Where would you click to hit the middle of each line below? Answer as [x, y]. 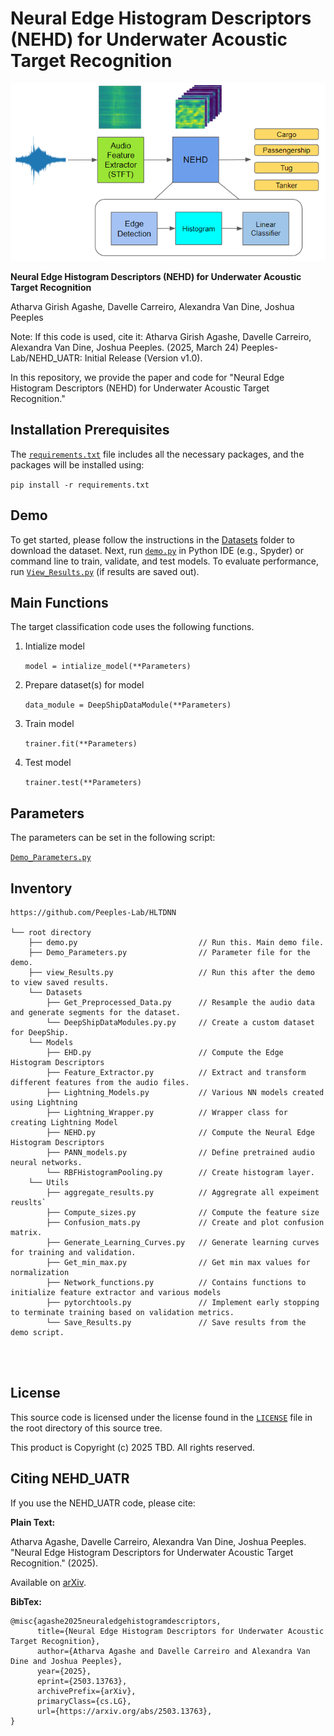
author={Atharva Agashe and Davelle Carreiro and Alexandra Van [173, 1651]
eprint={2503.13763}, [82, 1681]
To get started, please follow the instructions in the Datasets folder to [152, 539]
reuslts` [28, 1202]
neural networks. [46, 1162]
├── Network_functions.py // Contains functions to [176, 1282]
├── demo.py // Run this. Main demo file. [176, 942]
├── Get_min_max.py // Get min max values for [178, 1262]
